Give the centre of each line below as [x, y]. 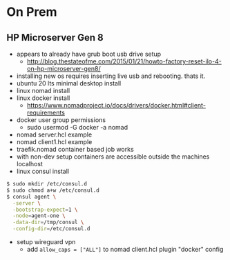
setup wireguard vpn [46, 242]
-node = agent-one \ [39, 216]
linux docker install [43, 98]
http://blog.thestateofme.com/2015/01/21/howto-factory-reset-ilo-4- [124, 61]
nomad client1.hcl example [54, 142]
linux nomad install [43, 91]
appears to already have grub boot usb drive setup [89, 54]
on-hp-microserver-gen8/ [64, 69]
